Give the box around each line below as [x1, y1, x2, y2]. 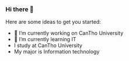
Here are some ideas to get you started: [5, 19, 102, 26]
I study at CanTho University [13, 42, 83, 49]
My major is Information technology [13, 48, 100, 55]
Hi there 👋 [5, 5, 34, 13]
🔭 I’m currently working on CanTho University [13, 30, 124, 37]
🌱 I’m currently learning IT [13, 36, 76, 43]
